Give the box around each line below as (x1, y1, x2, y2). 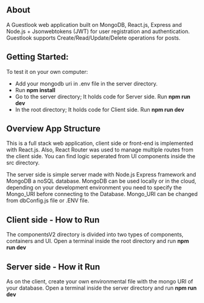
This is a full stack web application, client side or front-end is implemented (6, 140, 194, 147)
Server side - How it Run (6, 261, 100, 272)
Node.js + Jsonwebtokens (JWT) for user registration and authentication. (6, 27, 190, 35)
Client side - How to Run (6, 214, 100, 225)
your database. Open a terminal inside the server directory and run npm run (6, 284, 197, 292)
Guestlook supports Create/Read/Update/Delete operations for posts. (6, 34, 181, 42)
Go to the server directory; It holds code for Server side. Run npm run (15, 93, 191, 100)
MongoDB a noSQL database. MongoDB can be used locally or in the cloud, (6, 177, 197, 185)
